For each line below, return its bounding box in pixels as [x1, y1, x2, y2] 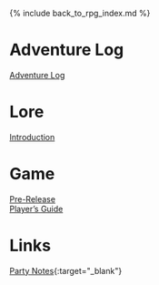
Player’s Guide [9, 203, 64, 214]
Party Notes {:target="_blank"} [9, 265, 123, 276]
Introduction [9, 131, 55, 142]
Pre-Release [9, 193, 56, 204]
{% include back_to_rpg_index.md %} [9, 8, 151, 18]
